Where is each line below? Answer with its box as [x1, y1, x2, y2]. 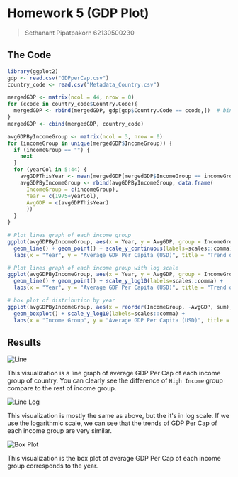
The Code [7, 49, 52, 61]
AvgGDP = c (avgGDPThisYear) [25, 199, 110, 207]
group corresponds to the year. [7, 461, 98, 470]
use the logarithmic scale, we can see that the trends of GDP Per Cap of [7, 419, 217, 427]
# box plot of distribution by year [7, 297, 115, 304]
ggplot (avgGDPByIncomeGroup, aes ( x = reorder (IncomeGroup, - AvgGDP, [7, 303, 214, 310]
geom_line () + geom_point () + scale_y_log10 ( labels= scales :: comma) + [13, 278, 223, 285]
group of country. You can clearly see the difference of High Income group [7, 376, 223, 385]
